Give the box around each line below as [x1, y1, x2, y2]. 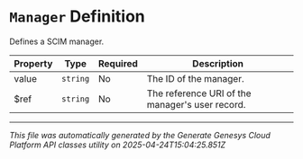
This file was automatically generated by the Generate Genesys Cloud [9, 129, 271, 140]
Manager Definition [9, 6, 146, 27]
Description [192, 57, 244, 69]
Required [97, 57, 138, 69]
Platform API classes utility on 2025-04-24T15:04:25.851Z [9, 139, 226, 150]
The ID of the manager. [146, 72, 245, 84]
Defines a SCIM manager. [9, 36, 105, 47]
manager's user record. [146, 98, 246, 110]
